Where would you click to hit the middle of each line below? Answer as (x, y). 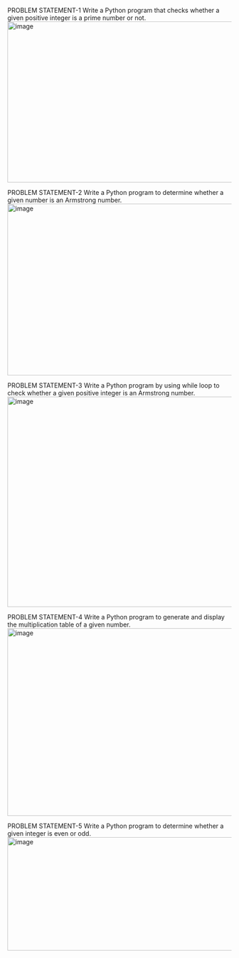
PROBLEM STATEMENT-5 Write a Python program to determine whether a (116, 826)
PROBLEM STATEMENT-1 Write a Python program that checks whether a (113, 10)
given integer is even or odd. (49, 834)
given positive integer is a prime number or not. (77, 18)
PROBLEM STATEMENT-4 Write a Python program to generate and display (116, 617)
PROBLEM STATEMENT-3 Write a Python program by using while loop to (113, 385)
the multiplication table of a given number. (69, 624)
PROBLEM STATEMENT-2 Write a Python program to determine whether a (116, 192)
